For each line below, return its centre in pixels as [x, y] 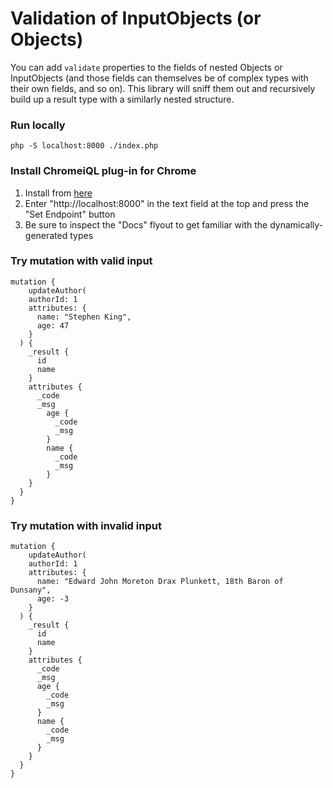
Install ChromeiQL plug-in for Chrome [103, 171]
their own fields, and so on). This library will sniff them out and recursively [163, 88]
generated [46, 235]
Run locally [38, 125]
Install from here [58, 193]
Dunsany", [31, 590]
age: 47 [53, 325]
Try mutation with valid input [81, 261]
